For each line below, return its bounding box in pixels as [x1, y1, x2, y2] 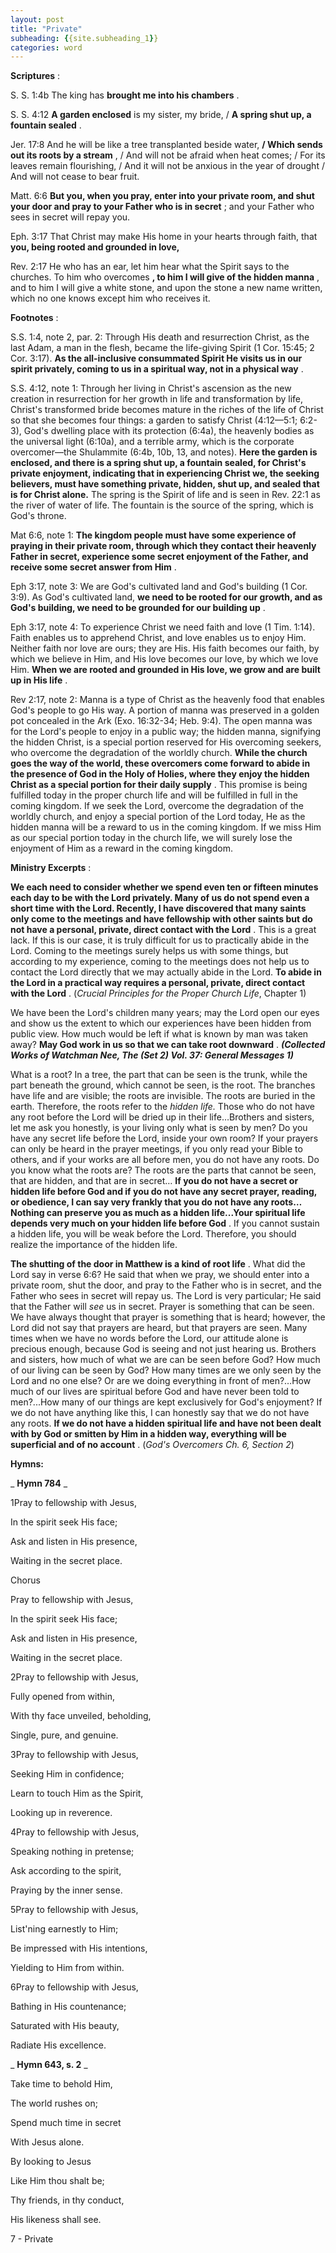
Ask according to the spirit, [10, 1865, 122, 1877]
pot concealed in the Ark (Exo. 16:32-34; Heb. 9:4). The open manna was [10, 715, 313, 727]
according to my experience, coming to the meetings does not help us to [10, 956, 310, 968]
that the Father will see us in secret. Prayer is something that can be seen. [10, 1301, 315, 1313]
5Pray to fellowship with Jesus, [10, 1904, 139, 1916]
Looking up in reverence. [10, 1807, 113, 1819]
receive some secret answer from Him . [10, 561, 177, 573]
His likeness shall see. [10, 2214, 102, 2226]
